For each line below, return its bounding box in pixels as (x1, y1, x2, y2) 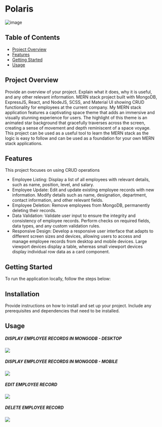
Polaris (5, 3, 34, 15)
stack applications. (5, 140, 43, 146)
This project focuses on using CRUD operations (5, 167, 100, 173)
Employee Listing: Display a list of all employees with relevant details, (12, 177, 150, 182)
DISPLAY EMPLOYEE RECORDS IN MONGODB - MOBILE (5, 358, 118, 364)
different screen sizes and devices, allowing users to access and (12, 233, 141, 239)
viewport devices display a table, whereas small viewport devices (12, 244, 143, 249)
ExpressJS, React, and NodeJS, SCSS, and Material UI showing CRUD (5, 99, 145, 105)
